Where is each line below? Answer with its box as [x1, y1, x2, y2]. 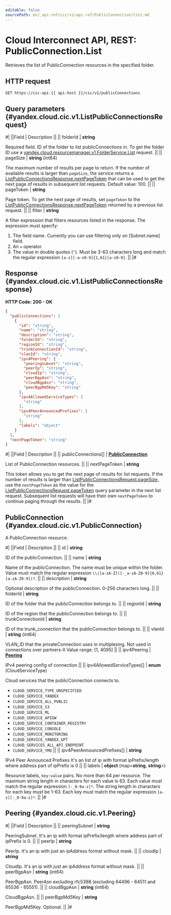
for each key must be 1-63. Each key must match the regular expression [5, 789, 157, 795]
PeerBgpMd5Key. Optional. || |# [5, 904, 72, 910]
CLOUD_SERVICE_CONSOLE [12, 727, 61, 732]
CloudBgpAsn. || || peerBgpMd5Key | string [5, 894, 97, 900]
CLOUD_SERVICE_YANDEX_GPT [12, 737, 68, 742]
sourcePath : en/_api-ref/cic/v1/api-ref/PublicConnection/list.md [5, 12, 150, 17]
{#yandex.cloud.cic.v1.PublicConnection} [5, 521, 142, 530]
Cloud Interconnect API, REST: [5, 34, 137, 46]
